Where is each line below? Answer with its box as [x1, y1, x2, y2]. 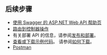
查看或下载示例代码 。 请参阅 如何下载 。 [12, 38, 95, 44]
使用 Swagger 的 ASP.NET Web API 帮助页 [12, 19, 102, 25]
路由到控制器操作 [12, 25, 49, 32]
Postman [12, 44, 32, 50]
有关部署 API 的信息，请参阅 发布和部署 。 [12, 32, 99, 38]
